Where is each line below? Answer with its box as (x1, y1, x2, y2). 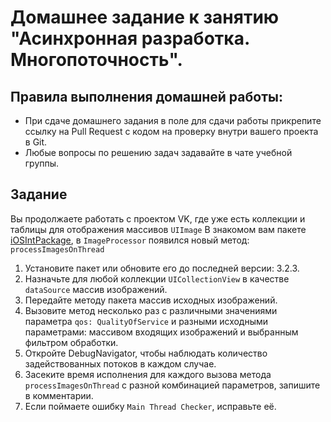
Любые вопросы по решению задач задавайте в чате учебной (24, 147, 293, 158)
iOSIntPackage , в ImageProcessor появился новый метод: (10, 234, 250, 246)
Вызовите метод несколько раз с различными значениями (24, 304, 278, 316)
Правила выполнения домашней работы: (10, 88, 283, 105)
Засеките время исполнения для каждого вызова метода (24, 368, 272, 380)
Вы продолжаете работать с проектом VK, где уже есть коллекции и (10, 212, 306, 225)
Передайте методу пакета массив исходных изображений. (24, 294, 278, 306)
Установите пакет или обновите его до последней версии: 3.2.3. (24, 262, 300, 274)
